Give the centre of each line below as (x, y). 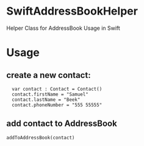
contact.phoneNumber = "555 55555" (57, 105)
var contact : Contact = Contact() (57, 89)
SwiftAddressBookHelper (72, 11)
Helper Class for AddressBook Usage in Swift (63, 28)
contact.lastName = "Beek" (46, 99)
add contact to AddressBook (62, 124)
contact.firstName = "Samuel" (50, 94)
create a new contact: (49, 75)
